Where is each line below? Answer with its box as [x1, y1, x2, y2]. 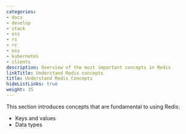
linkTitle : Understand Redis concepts [6, 70, 104, 76]
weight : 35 [6, 87, 34, 93]
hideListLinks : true [6, 81, 58, 87]
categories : [6, 8, 36, 15]
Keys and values [14, 114, 56, 121]
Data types [14, 121, 43, 128]
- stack [6, 25, 26, 32]
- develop [6, 20, 31, 26]
